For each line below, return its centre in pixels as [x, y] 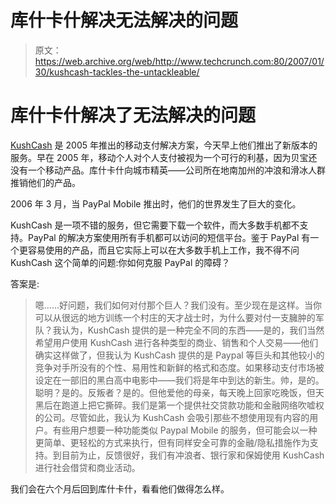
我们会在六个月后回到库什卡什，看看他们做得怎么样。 [120, 488]
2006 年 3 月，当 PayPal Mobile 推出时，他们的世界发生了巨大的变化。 [156, 203]
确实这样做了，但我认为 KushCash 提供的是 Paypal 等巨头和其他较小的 [179, 355]
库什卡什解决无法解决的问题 [124, 20]
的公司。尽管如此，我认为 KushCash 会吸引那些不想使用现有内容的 [172, 417]
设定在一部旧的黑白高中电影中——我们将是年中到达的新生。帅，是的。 [179, 380]
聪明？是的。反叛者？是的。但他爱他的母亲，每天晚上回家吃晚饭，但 [175, 392]
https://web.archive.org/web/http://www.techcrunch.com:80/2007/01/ [179, 61]
